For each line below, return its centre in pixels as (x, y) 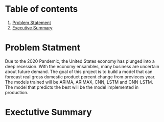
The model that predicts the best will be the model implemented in (72, 87)
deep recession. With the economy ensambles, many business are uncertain (82, 66)
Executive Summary (32, 27)
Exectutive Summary (48, 112)
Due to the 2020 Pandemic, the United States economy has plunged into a (80, 61)
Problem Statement (32, 23)
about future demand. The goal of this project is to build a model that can (79, 72)
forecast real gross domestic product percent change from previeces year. (80, 76)
